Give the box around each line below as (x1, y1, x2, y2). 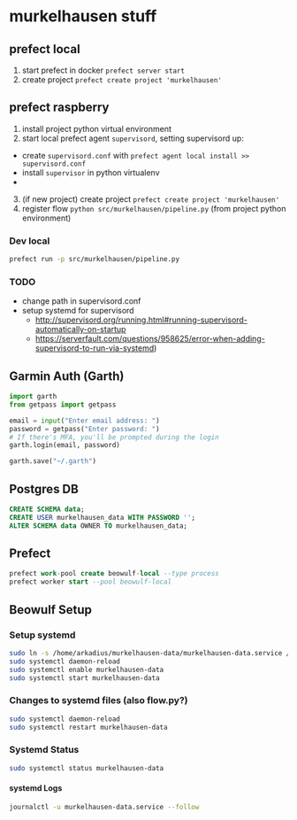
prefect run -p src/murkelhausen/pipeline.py (9, 255, 179, 264)
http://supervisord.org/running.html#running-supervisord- (34, 314, 247, 325)
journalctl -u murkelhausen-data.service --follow (9, 802, 200, 811)
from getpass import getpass (9, 400, 117, 409)
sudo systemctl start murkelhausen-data (9, 673, 161, 683)
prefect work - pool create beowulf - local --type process (9, 569, 219, 578)
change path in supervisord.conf (21, 296, 141, 306)
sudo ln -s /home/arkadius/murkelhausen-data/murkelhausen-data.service (9, 648, 283, 657)
